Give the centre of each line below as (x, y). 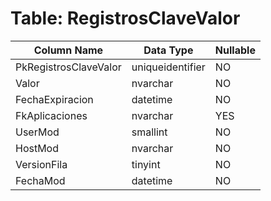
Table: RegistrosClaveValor (125, 18)
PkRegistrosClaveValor (68, 67)
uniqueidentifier (168, 67)
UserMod (37, 132)
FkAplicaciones (51, 115)
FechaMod (40, 180)
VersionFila (41, 164)
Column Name (68, 50)
